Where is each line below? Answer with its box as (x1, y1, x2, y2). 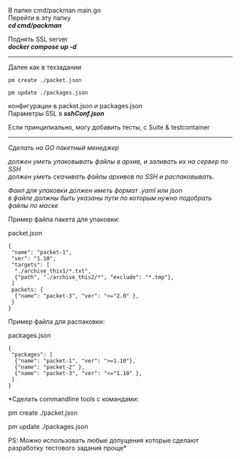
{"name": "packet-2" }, (14, 364, 85, 371)
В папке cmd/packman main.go (8, 6, 102, 14)
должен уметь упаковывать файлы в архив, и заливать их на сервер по (8, 157, 229, 166)
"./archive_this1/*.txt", (14, 268, 92, 275)
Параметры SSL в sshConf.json (8, 110, 105, 117)
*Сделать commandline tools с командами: (8, 395, 139, 403)
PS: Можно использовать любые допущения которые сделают (8, 436, 199, 444)
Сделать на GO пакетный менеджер (8, 144, 120, 152)
